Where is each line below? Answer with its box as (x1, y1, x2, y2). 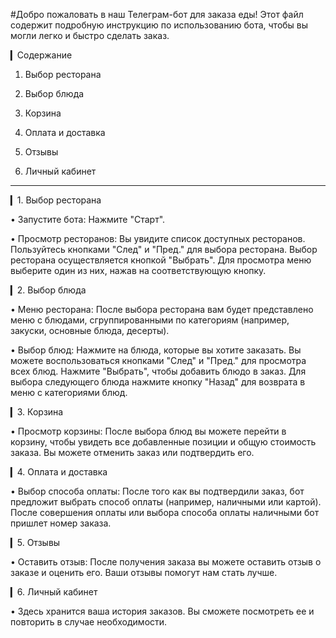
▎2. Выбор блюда (10, 284, 87, 296)
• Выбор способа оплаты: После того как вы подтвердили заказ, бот (10, 485, 305, 497)
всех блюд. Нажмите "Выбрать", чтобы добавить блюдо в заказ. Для (10, 365, 307, 377)
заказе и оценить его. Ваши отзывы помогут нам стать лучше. (10, 567, 278, 578)
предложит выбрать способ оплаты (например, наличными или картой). (10, 496, 322, 508)
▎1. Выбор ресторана (10, 194, 102, 206)
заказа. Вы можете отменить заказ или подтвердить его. (10, 447, 255, 458)
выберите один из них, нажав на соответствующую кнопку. (10, 265, 267, 276)
